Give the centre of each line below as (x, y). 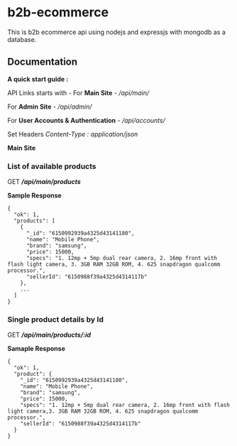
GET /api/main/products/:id (49, 335)
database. (22, 39)
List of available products (52, 166)
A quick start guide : (38, 79)
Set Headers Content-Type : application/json (73, 134)
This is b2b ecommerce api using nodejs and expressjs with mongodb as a (116, 32)
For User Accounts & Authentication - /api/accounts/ (86, 120)
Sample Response (34, 195)
